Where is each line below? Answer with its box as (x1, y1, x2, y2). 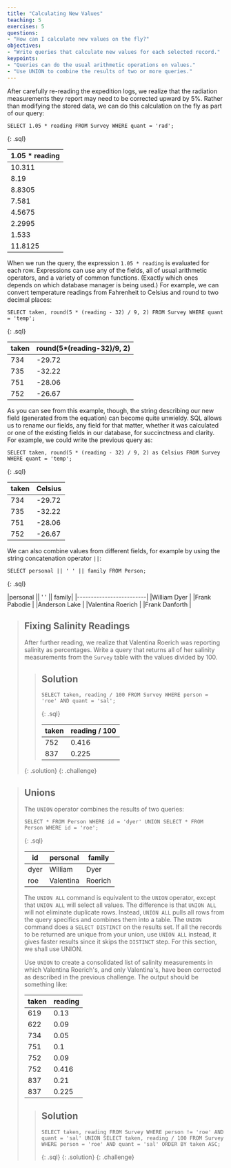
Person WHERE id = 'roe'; (23, 824, 99, 831)
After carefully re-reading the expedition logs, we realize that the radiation (7, 87, 218, 95)
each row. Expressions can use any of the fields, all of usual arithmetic (7, 266, 208, 274)
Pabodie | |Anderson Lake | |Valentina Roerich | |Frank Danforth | (7, 600, 192, 609)
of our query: (7, 108, 45, 117)
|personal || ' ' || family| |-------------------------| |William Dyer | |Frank (7, 593, 212, 601)
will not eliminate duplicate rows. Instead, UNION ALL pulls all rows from (23, 908, 225, 916)
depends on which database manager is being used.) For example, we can (7, 280, 219, 289)
